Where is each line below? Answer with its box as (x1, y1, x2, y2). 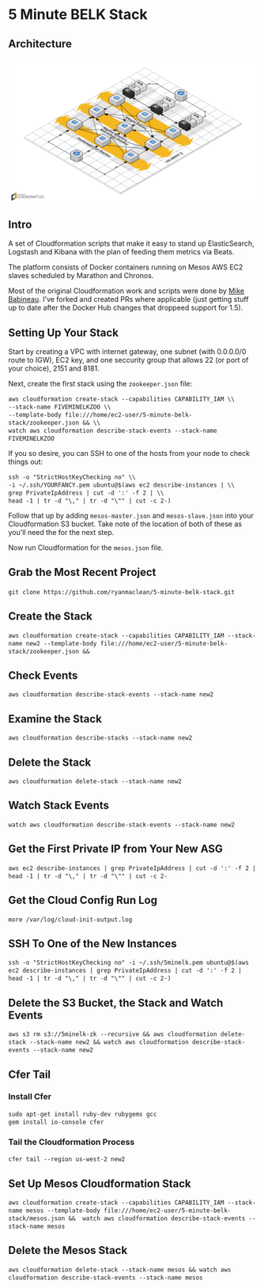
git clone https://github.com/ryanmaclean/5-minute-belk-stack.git (8, 588, 236, 596)
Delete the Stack (8, 755, 92, 769)
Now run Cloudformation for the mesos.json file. (8, 543, 164, 552)
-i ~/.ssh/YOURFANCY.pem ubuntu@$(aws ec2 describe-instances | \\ (8, 481, 236, 489)
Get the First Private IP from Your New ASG (8, 842, 224, 856)
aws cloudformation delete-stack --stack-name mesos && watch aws (8, 1266, 232, 1274)
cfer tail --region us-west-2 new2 (8, 1155, 126, 1163)
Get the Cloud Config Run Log (8, 894, 158, 907)
